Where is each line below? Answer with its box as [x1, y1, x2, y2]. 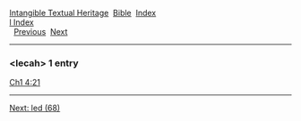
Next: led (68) [9, 102, 61, 114]
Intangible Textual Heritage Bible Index [9, 8, 157, 18]
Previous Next [13, 27, 68, 36]
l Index [9, 17, 34, 28]
